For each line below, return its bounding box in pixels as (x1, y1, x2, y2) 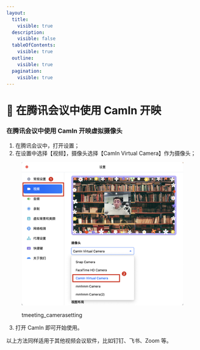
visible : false (17, 35, 56, 42)
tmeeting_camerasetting (21, 311, 82, 319)
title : (12, 16, 29, 23)
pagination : (12, 68, 43, 74)
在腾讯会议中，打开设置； (15, 141, 80, 149)
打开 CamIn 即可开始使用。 (15, 324, 84, 332)
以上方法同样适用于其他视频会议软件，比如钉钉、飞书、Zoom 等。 (6, 337, 172, 344)
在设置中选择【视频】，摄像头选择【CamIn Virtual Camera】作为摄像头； (15, 149, 196, 157)
